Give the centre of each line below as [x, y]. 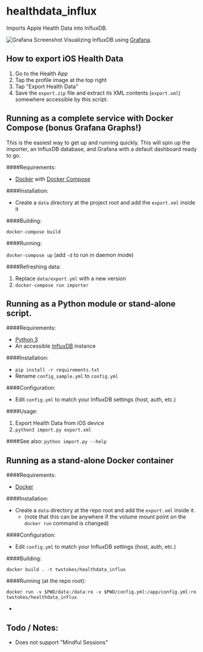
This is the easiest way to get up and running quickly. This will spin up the [98, 142]
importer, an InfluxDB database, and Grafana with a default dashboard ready [101, 149]
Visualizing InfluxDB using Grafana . [108, 39]
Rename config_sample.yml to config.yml [67, 376]
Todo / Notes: [32, 627]
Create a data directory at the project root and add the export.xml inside [105, 202]
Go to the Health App [42, 73]
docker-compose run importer [52, 285]
